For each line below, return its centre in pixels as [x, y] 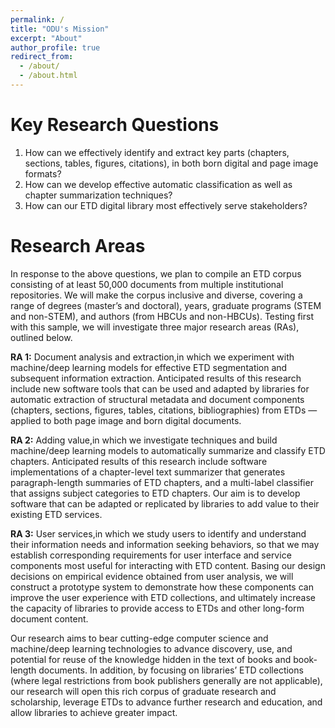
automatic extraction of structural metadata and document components [157, 399]
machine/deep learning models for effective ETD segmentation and [149, 367]
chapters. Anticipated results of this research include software [139, 461]
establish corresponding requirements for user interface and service [151, 555]
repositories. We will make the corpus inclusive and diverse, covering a [156, 295]
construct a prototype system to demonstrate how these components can [162, 587]
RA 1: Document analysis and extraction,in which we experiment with [152, 357]
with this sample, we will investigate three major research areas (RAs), [155, 327]
